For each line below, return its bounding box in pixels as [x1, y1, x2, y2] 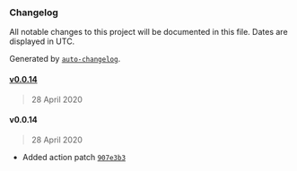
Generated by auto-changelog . [9, 54, 121, 64]
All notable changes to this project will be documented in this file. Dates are [9, 27, 289, 38]
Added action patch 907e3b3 [22, 151, 127, 162]
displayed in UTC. [9, 36, 75, 47]
